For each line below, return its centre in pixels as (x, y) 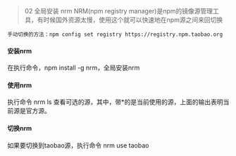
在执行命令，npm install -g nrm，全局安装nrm (74, 68)
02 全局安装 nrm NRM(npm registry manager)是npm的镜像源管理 (119, 11)
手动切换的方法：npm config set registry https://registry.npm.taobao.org (115, 34)
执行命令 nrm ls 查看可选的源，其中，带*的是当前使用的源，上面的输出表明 (115, 102)
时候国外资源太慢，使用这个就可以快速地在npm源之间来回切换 (133, 20)
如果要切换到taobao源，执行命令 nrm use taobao (78, 145)
